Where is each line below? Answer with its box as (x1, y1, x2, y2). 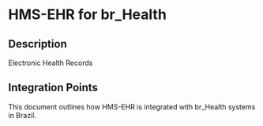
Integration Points (8, 81, 99, 94)
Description (8, 37, 67, 51)
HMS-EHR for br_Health (8, 6, 167, 24)
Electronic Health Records (8, 58, 93, 67)
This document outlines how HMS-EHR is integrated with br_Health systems (8, 101, 256, 112)
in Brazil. (8, 110, 37, 120)
